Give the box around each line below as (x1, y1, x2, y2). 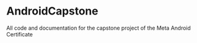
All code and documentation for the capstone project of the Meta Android (6, 24, 191, 31)
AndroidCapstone (6, 4, 99, 18)
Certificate (6, 30, 34, 38)
